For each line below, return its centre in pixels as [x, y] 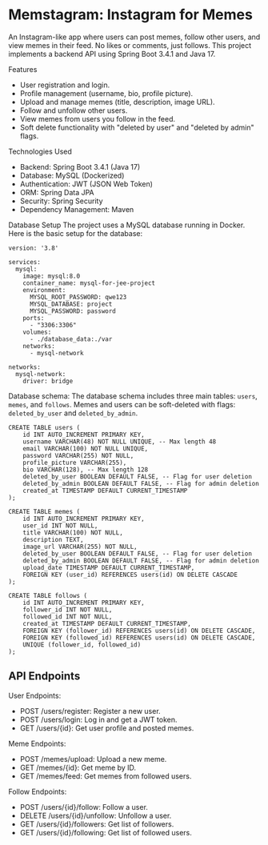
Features [23, 69]
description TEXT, [53, 539]
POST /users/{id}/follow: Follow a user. [84, 807]
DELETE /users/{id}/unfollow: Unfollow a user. [96, 815]
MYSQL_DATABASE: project [71, 304]
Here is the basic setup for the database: [76, 233]
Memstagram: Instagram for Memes [131, 15]
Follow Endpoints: [38, 791]
